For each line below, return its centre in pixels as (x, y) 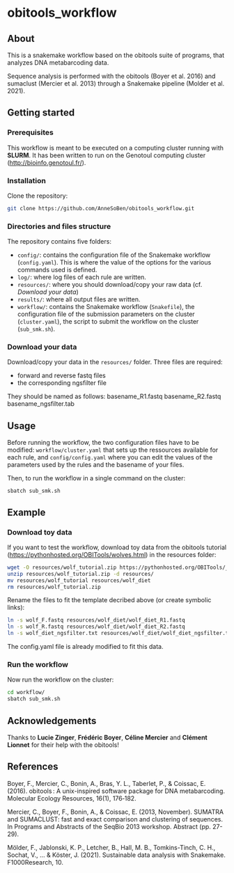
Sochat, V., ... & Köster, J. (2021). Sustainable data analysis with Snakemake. (117, 855)
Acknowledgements (52, 721)
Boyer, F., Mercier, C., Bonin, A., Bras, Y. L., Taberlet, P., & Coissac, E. (107, 783)
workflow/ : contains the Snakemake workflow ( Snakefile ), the (106, 307)
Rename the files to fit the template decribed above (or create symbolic (109, 600)
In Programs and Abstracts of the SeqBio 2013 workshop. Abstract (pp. (109, 826)
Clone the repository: (38, 196)
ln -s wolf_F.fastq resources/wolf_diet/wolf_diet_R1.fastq (96, 620)
